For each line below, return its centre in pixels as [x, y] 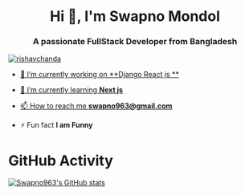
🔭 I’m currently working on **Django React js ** [99, 75]
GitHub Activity [61, 160]
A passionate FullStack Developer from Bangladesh [135, 42]
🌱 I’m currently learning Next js [71, 90]
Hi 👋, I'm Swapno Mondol [135, 16]
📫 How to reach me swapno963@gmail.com [96, 106]
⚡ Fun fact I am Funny [57, 125]
